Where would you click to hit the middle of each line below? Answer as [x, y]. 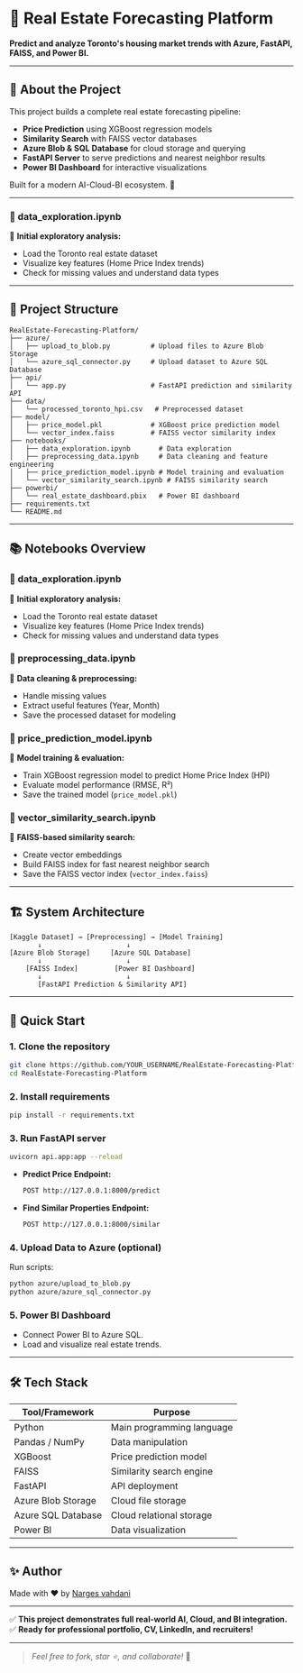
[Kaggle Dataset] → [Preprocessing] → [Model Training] [116, 937]
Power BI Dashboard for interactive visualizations [115, 167]
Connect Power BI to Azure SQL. [83, 1335]
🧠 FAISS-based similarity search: [73, 837]
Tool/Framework [58, 1412]
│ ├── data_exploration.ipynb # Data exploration [120, 448]
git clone [28, 1065]
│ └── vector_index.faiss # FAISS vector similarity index [143, 433]
